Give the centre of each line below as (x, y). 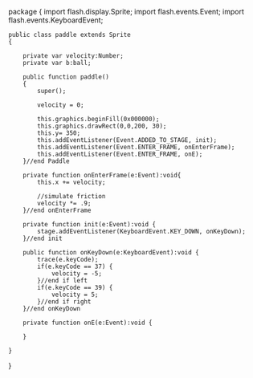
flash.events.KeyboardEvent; (56, 20)
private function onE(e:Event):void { (88, 323)
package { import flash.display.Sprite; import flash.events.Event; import (126, 12)
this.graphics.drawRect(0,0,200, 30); (102, 126)
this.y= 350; (59, 133)
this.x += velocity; (71, 182)
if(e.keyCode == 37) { (75, 266)
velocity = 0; (61, 105)
